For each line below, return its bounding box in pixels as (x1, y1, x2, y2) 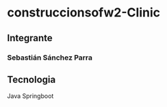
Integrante (7, 32, 53, 44)
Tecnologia (7, 73, 56, 85)
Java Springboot (7, 92, 54, 100)
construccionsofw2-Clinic (7, 5, 161, 21)
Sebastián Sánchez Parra (7, 53, 93, 62)
